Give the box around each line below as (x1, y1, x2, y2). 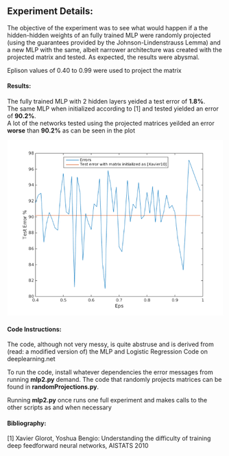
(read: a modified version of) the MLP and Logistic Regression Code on (7, 347, 208, 356)
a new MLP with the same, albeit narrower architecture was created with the (7, 45, 223, 54)
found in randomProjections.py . (7, 383, 99, 391)
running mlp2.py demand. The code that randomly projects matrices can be (7, 376, 222, 384)
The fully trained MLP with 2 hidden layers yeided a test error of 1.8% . (7, 98, 206, 106)
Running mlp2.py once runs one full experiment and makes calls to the (7, 396, 208, 404)
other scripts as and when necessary (7, 403, 112, 411)
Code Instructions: (7, 325, 62, 333)
